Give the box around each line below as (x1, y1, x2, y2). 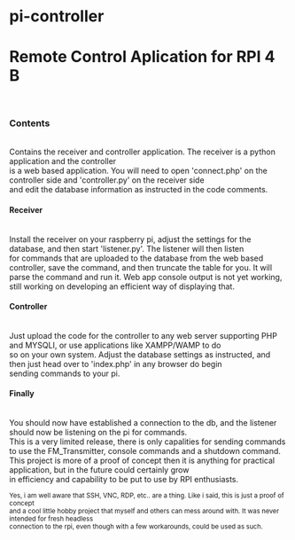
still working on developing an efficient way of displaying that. (9, 281, 235, 292)
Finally (9, 388, 35, 399)
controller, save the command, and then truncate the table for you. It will (9, 262, 273, 272)
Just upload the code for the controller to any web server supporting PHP (9, 330, 277, 340)
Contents (9, 117, 50, 129)
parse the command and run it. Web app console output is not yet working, (9, 271, 283, 282)
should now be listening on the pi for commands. (9, 427, 188, 438)
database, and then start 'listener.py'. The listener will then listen (9, 243, 245, 254)
